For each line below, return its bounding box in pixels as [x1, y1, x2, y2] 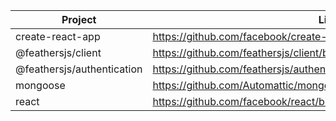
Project [61, 13, 97, 26]
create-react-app [15, 30, 101, 43]
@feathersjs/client [15, 46, 102, 59]
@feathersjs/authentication [15, 62, 143, 76]
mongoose [15, 79, 66, 92]
